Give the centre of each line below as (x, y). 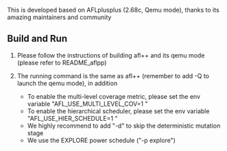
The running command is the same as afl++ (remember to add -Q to (113, 75)
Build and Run (37, 39)
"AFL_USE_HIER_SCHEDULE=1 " (72, 118)
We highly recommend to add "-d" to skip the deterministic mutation (124, 126)
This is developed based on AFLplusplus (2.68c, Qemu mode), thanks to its (113, 10)
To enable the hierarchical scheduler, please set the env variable (118, 111)
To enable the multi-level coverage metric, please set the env (114, 96)
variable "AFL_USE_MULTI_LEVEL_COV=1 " (87, 104)
